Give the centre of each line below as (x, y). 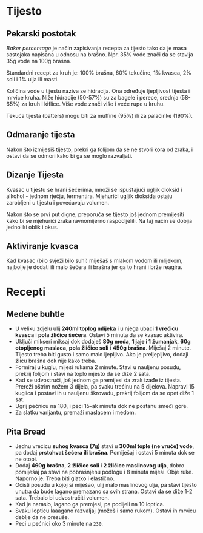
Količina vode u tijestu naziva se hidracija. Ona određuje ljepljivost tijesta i (98, 91)
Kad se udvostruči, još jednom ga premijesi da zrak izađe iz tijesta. (98, 380)
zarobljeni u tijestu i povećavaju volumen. (58, 202)
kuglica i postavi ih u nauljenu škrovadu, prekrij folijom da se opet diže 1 (104, 393)
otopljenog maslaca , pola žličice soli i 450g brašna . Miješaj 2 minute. (103, 348)
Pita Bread (26, 431)
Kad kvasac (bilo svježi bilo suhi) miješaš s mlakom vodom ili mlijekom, (95, 261)
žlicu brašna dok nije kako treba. (56, 361)
